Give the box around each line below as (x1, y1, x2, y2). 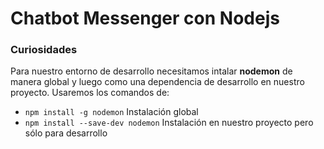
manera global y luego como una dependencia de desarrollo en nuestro (10, 76, 305, 88)
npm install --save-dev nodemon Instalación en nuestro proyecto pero (24, 117, 314, 129)
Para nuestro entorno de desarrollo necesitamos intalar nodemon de (10, 65, 293, 77)
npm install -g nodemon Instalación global (24, 106, 199, 118)
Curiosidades (10, 43, 78, 57)
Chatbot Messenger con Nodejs (10, 7, 280, 30)
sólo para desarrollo (24, 127, 108, 139)
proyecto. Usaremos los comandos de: (10, 87, 170, 99)
